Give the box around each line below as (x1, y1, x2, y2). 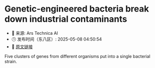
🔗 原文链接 (11, 43, 33, 49)
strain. (4, 58, 17, 64)
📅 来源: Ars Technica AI (11, 30, 58, 36)
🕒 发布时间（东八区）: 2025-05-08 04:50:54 (11, 36, 102, 42)
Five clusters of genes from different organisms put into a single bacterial (4, 53, 151, 59)
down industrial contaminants (4, 14, 127, 25)
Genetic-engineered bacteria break (4, 3, 149, 14)
